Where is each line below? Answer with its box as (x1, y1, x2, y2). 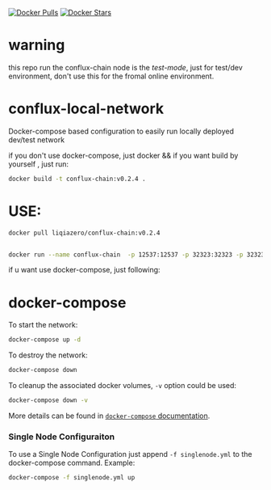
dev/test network (8, 134, 65, 145)
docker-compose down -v (8, 396, 89, 404)
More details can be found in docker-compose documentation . (8, 411, 211, 420)
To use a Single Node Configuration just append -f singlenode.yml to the (8, 450, 252, 459)
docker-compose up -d (8, 336, 81, 344)
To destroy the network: (8, 350, 88, 360)
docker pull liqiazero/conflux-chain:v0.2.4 (8, 229, 161, 237)
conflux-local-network (8, 99, 164, 118)
